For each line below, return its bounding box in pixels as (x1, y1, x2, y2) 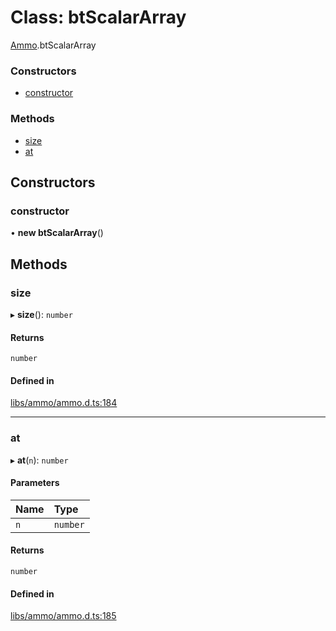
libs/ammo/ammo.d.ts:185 (10, 610, 117, 622)
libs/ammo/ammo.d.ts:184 (10, 397, 118, 409)
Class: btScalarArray (10, 6, 187, 29)
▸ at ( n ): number (10, 454, 69, 466)
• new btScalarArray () (10, 227, 104, 239)
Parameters (10, 477, 60, 489)
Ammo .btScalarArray (10, 39, 97, 51)
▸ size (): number (10, 308, 73, 320)
